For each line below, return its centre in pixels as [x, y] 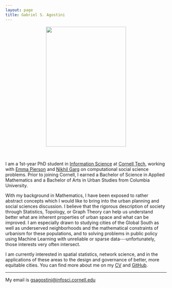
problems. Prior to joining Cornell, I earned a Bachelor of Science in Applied [85, 174]
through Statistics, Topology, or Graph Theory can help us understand [79, 212]
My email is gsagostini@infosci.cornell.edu [50, 280]
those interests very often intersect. [43, 244]
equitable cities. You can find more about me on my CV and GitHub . [77, 265]
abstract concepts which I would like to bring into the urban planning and [82, 201]
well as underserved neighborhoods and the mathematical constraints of [82, 228]
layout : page [19, 10]
